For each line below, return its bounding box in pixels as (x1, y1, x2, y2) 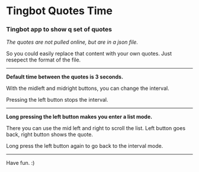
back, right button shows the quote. (6, 131, 94, 138)
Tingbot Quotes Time (6, 4, 113, 18)
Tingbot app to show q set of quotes (6, 25, 113, 34)
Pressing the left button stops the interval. (6, 96, 108, 103)
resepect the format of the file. (6, 56, 81, 63)
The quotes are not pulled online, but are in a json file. (6, 38, 138, 46)
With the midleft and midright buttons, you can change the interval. (6, 85, 170, 92)
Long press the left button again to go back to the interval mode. (6, 142, 163, 150)
